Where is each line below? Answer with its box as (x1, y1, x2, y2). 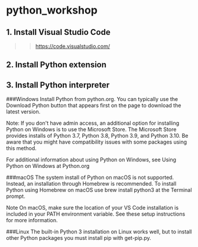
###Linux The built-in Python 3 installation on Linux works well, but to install (6, 228, 192, 235)
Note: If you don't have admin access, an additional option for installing (6, 119, 180, 127)
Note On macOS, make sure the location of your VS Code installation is (6, 204, 179, 212)
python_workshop (6, 4, 98, 17)
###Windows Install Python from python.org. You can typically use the (6, 96, 178, 103)
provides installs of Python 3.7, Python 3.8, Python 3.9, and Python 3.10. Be (6, 132, 189, 139)
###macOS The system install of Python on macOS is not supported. (6, 174, 174, 181)
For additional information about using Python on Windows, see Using (6, 156, 176, 163)
